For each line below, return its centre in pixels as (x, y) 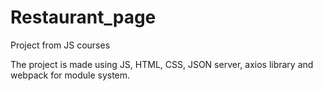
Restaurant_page (83, 17)
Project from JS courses (60, 45)
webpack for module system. (70, 75)
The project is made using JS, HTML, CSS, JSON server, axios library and (162, 64)
